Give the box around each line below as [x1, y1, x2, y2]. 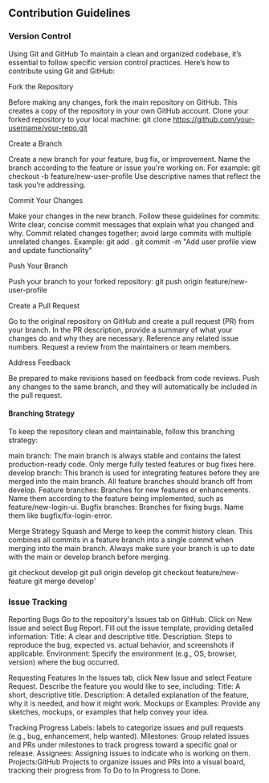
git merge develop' [33, 576, 96, 586]
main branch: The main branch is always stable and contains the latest [8, 450, 242, 460]
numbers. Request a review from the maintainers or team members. [8, 342, 232, 351]
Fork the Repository [8, 81, 74, 91]
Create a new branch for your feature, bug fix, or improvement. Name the [8, 154, 251, 164]
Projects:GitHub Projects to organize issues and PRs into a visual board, [8, 757, 246, 767]
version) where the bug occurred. [8, 657, 120, 667]
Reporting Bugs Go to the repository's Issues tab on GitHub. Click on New [8, 615, 253, 624]
